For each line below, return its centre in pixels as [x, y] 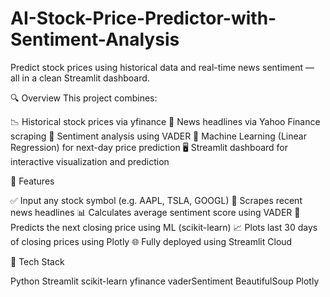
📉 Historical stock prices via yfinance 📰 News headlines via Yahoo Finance [165, 121]
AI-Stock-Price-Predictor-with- [143, 18]
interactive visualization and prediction [90, 161]
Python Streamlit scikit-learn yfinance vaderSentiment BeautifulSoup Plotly [165, 281]
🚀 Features [32, 181]
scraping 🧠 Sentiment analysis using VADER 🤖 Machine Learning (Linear [158, 136]
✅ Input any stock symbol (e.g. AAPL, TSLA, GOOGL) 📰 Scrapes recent [156, 200]
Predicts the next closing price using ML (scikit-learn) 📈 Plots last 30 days [164, 227]
